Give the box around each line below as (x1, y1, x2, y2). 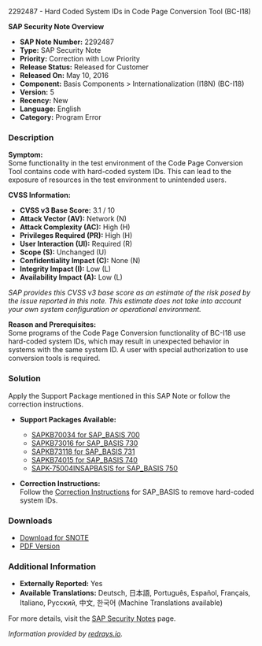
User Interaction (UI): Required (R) (19, 239, 133, 249)
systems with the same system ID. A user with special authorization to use (8, 345, 249, 355)
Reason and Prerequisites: (8, 320, 97, 329)
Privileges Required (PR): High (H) (19, 231, 133, 240)
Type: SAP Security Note (19, 46, 101, 54)
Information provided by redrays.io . (8, 629, 124, 639)
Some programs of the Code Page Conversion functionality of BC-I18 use (8, 329, 246, 338)
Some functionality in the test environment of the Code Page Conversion (8, 158, 244, 168)
